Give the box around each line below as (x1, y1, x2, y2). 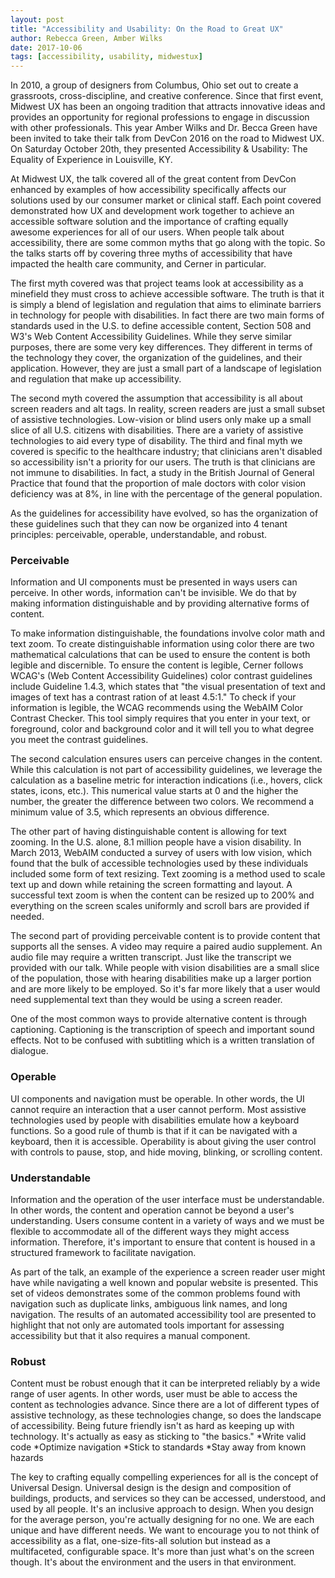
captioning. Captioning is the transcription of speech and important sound (10, 1024, 315, 1036)
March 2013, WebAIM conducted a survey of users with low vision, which (10, 847, 312, 859)
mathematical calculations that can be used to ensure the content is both (10, 649, 311, 661)
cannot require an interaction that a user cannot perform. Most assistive (10, 1103, 307, 1115)
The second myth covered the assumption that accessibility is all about (10, 392, 303, 405)
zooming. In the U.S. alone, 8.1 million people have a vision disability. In (10, 836, 302, 848)
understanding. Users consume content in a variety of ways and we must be (10, 1215, 325, 1227)
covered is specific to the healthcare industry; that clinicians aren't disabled (10, 446, 323, 458)
